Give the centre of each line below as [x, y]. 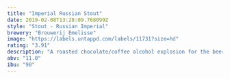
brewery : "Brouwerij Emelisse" [52, 33]
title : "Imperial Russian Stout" [55, 13]
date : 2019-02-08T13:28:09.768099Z [58, 20]
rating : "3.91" [29, 45]
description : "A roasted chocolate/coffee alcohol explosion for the [108, 52]
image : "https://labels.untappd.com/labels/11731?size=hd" [93, 39]
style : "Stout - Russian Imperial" [58, 26]
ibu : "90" [21, 65]
